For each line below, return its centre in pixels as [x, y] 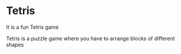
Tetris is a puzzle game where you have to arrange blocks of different [90, 38]
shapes [15, 45]
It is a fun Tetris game [32, 27]
